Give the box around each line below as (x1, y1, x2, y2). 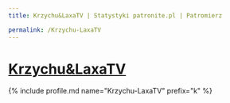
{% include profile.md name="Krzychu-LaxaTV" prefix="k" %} (8, 86, 213, 96)
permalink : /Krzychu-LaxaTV (8, 25, 102, 34)
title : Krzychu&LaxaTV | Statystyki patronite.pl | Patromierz (8, 11, 223, 20)
